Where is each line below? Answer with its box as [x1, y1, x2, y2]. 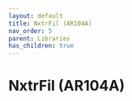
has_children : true [8, 42, 75, 50]
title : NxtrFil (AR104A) [8, 19, 92, 27]
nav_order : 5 [8, 27, 53, 35]
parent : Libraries [8, 34, 70, 43]
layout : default [8, 11, 63, 20]
